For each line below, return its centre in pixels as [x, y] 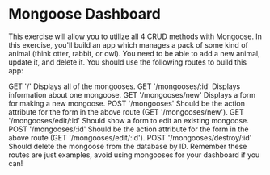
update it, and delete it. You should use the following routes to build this [128, 62]
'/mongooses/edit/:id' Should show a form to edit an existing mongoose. [129, 120]
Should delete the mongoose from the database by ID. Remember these [128, 146]
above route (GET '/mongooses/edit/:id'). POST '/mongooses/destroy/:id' [130, 137]
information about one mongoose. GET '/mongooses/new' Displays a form [132, 94]
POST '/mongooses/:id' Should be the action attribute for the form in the [129, 129]
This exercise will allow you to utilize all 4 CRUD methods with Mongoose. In [135, 36]
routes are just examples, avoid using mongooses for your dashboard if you [134, 155]
